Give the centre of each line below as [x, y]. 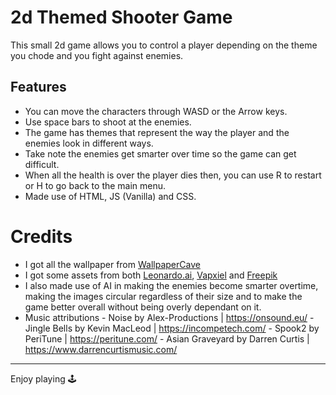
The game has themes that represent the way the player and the [157, 132]
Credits [41, 236]
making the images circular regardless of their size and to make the [163, 296]
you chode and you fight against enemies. [97, 55]
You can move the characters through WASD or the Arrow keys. [156, 111]
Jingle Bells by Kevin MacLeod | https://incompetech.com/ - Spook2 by [172, 328]
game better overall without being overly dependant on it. [143, 307]
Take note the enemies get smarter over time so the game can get [160, 153]
